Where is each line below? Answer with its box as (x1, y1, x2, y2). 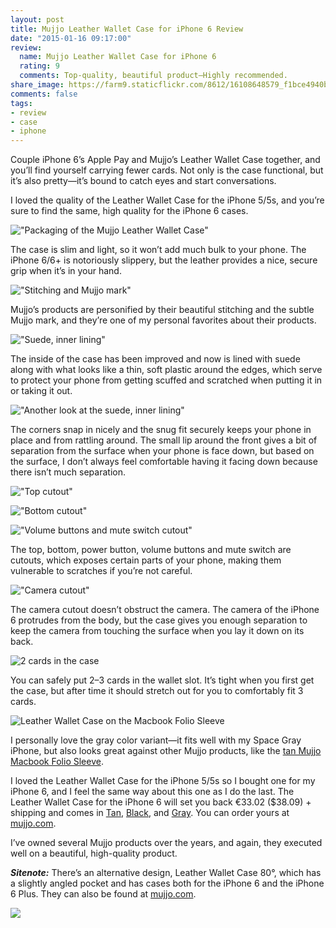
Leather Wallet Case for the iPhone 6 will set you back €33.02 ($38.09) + (10, 796, 312, 808)
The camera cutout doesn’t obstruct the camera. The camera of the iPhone (10, 604, 320, 616)
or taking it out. (10, 385, 73, 397)
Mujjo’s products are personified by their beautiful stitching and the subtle (10, 304, 315, 316)
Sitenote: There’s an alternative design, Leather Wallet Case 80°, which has (10, 867, 322, 879)
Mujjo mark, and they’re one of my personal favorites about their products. (10, 314, 317, 326)
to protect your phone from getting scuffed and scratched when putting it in (10, 374, 323, 386)
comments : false (10, 89, 78, 99)
